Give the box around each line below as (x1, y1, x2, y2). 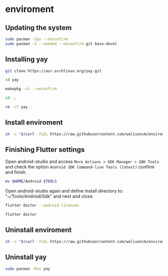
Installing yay (5, 55, 48, 63)
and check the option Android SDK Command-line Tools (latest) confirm (5, 164, 155, 170)
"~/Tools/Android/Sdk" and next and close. (5, 193, 94, 199)
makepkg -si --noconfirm (5, 86, 57, 91)
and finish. (5, 169, 27, 175)
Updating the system (5, 23, 72, 32)
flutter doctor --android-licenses (5, 203, 79, 208)
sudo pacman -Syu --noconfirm (5, 36, 68, 41)
